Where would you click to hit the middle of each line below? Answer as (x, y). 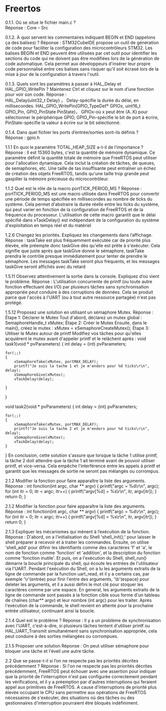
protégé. (14, 302)
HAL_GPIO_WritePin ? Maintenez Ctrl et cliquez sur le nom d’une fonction (80, 89)
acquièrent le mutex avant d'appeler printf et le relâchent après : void (76, 339)
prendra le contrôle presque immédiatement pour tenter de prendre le (76, 256)
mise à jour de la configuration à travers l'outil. (53, 74)
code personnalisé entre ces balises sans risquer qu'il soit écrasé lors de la (82, 69)
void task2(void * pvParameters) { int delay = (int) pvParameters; (71, 406)
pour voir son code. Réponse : (36, 94)
